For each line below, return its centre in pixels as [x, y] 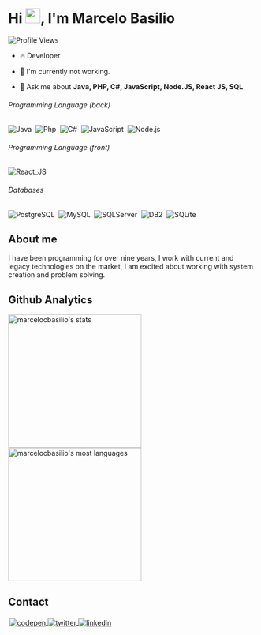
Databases [26, 190]
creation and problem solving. [57, 275]
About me [33, 239]
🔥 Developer [40, 55]
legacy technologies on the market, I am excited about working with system [131, 267]
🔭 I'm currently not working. [65, 71]
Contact [28, 601]
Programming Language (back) [60, 105]
